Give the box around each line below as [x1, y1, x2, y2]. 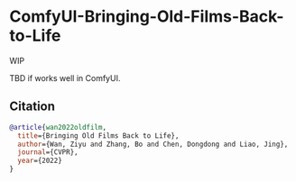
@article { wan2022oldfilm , [9, 123, 106, 132]
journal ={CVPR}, [17, 148, 79, 157]
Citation [9, 99, 56, 114]
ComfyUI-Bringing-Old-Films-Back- [9, 6, 284, 27]
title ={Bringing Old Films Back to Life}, [17, 131, 180, 141]
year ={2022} [17, 156, 63, 166]
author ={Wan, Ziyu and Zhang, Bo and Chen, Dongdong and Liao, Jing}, [17, 140, 289, 149]
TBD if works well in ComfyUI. [9, 72, 121, 83]
